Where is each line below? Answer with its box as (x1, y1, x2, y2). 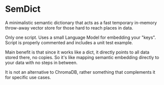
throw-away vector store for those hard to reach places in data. (5, 25, 134, 30)
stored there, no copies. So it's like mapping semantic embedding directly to (5, 54, 160, 60)
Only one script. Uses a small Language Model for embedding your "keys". (5, 34, 156, 40)
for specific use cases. (5, 74, 52, 80)
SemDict (5, 3, 41, 15)
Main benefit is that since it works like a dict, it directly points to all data (5, 49, 150, 55)
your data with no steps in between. (5, 59, 78, 65)
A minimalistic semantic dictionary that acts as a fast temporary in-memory (5, 20, 157, 26)
